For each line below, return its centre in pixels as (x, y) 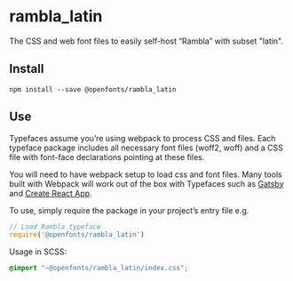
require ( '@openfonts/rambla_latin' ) (77, 235)
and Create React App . (51, 193)
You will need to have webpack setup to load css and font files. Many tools (146, 174)
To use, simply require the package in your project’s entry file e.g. (129, 210)
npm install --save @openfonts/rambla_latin (93, 89)
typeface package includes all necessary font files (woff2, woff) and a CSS (146, 148)
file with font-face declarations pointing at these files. (107, 157)
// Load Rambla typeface (55, 227)
